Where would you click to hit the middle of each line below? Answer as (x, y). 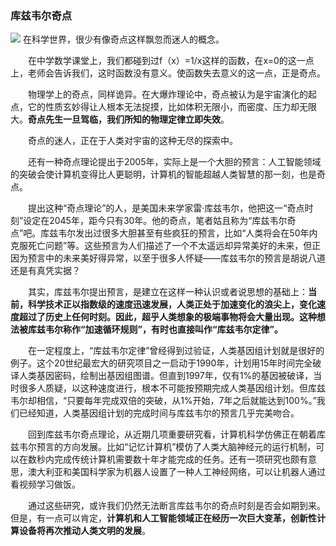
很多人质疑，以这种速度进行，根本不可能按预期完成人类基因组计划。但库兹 (172, 388)
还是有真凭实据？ (45, 271)
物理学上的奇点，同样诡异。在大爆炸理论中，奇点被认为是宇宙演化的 (167, 94)
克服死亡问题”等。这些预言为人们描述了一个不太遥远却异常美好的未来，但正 (166, 246)
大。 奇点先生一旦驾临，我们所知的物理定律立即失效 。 (120, 119)
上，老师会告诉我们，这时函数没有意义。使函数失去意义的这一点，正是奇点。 (168, 73)
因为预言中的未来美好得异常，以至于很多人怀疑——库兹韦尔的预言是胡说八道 (168, 258)
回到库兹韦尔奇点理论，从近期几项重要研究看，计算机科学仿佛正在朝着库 (176, 434)
